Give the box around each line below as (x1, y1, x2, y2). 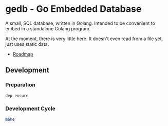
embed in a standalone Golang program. (5, 25, 91, 31)
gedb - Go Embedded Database (5, 3, 142, 15)
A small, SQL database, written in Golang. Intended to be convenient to (5, 20, 155, 26)
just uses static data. (5, 41, 49, 47)
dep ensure (5, 93, 29, 98)
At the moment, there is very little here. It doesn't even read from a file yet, (5, 35, 163, 42)
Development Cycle (5, 105, 55, 112)
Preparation (5, 81, 36, 88)
